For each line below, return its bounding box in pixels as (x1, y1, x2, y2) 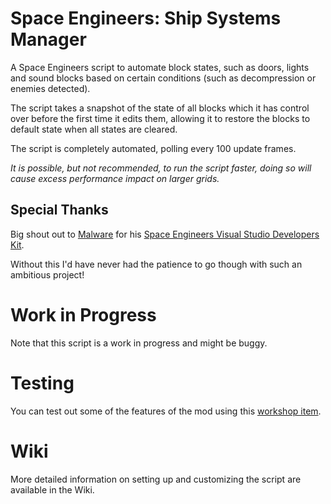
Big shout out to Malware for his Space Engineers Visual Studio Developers (10, 228, 320, 240)
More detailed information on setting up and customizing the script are (10, 473, 302, 485)
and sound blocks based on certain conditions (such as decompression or (10, 72, 317, 84)
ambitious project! (10, 268, 85, 281)
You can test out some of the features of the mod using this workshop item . (10, 405, 322, 417)
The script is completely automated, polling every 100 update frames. (10, 142, 297, 154)
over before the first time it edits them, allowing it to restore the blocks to (10, 112, 311, 124)
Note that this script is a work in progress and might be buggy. (10, 337, 268, 349)
